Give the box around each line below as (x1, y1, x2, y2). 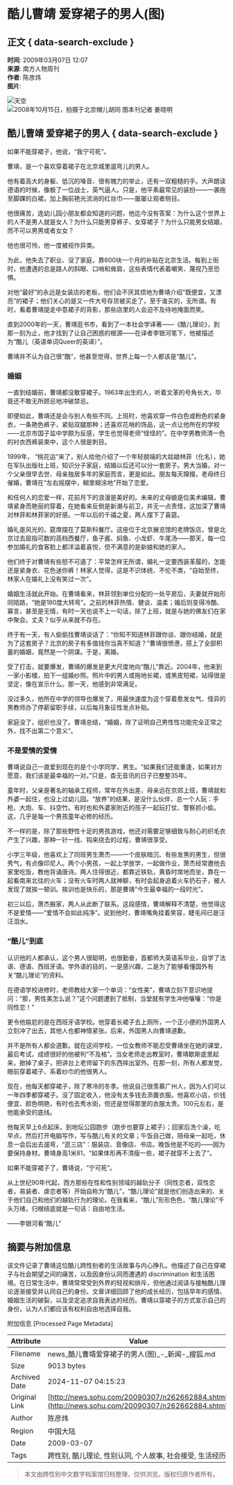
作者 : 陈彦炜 (7, 74, 42, 81)
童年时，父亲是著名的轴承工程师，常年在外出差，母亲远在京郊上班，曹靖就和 (7, 786, 226, 795)
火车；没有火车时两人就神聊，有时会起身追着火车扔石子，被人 (49, 876, 226, 885)
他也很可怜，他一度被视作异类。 (7, 241, 98, 249)
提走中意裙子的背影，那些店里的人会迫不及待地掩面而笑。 (43, 305, 208, 313)
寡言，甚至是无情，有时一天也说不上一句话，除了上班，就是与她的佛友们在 (7, 607, 220, 615)
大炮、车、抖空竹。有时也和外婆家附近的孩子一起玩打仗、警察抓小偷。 (19, 803, 220, 812)
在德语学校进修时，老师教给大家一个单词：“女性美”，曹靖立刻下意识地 (7, 985, 207, 993)
